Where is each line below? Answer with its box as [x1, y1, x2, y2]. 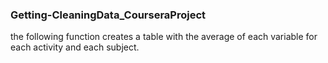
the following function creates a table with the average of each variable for [10, 31, 318, 43]
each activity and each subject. [10, 41, 140, 53]
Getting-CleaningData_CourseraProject [10, 8, 207, 22]
